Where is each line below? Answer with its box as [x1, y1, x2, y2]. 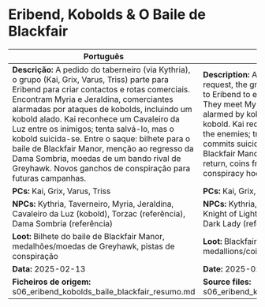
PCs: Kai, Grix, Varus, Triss [12, 185, 111, 197]
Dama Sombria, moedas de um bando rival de [12, 152, 181, 163]
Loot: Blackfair [202, 235, 257, 246]
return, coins [202, 158, 250, 169]
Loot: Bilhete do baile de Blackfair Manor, [12, 230, 166, 241]
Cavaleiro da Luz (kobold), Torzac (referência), [12, 208, 186, 219]
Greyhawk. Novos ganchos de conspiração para [12, 163, 191, 174]
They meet [202, 99, 243, 110]
